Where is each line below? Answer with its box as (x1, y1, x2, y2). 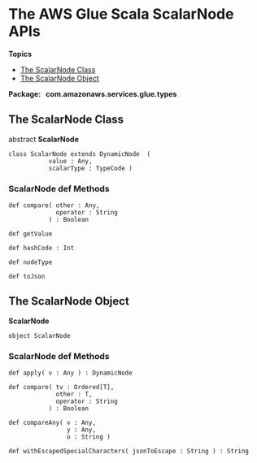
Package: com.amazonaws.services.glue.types (8, 89, 177, 98)
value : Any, (48, 157, 93, 165)
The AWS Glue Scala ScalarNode (8, 5, 234, 24)
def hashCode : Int (8, 244, 75, 253)
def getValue (8, 230, 53, 238)
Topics (8, 49, 33, 58)
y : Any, (66, 426, 96, 435)
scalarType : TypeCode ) (48, 164, 133, 172)
